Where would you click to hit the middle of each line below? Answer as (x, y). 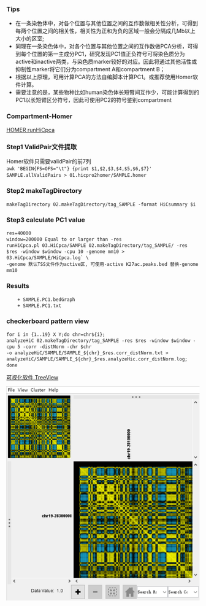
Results (18, 286)
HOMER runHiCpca (31, 130)
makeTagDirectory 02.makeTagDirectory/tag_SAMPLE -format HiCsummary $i (101, 204)
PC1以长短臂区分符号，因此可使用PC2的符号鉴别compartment (93, 100)
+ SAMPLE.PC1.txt (40, 306)
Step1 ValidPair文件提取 (42, 147)
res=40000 (19, 233)
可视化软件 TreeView (32, 378)
